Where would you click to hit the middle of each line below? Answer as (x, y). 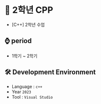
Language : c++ (27, 86)
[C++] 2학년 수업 (28, 25)
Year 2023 (21, 92)
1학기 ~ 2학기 (25, 56)
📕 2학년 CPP (29, 10)
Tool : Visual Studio (32, 97)
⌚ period (18, 41)
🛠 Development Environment (50, 72)
